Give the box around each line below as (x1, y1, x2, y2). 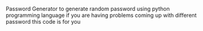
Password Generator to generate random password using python (6, 5, 170, 12)
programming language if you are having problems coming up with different (6, 12, 197, 19)
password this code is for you (6, 18, 81, 25)
